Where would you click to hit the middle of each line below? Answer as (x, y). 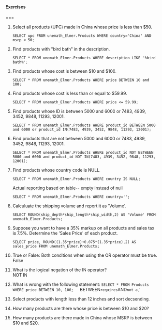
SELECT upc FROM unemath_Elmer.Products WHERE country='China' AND (82, 36)
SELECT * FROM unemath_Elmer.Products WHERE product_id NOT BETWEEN (83, 153)
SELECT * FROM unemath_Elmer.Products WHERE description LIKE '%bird (84, 58)
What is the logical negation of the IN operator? (59, 270)
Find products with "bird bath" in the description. (61, 49)
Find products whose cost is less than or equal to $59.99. (70, 93)
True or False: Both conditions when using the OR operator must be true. (85, 255)
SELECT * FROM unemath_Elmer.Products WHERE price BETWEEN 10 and (81, 80)
